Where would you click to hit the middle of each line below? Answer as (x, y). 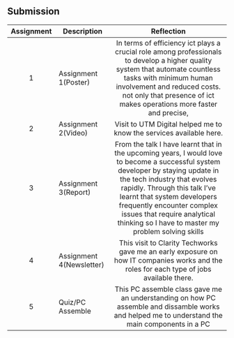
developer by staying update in (169, 170)
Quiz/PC (72, 302)
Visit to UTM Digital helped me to (169, 124)
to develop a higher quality (169, 60)
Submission (34, 12)
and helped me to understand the (168, 315)
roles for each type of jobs (168, 269)
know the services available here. (169, 133)
